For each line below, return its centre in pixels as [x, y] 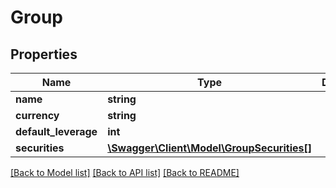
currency [37, 115]
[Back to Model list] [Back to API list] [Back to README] [125, 172]
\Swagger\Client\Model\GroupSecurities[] [209, 148]
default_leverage [56, 131]
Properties [44, 54]
